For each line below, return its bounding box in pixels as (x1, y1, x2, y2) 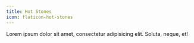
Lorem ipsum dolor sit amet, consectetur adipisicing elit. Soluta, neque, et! (6, 30, 189, 37)
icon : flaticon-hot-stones (6, 14, 73, 20)
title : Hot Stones (6, 8, 52, 15)
